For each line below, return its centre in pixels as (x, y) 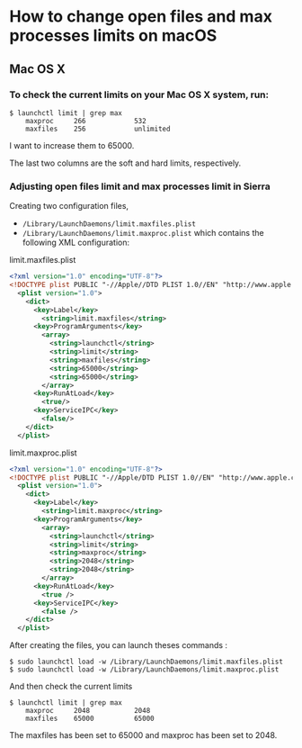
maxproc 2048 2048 (88, 711)
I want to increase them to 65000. (72, 145)
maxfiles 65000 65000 (90, 719)
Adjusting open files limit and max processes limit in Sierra (140, 186)
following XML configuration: (76, 243)
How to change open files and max (141, 17)
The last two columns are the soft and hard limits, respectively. (125, 163)
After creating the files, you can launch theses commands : (118, 645)
